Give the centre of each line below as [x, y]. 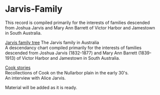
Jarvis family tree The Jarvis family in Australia [52, 42]
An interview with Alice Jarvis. [35, 78]
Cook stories [18, 68]
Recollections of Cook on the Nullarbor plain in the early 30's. [67, 72]
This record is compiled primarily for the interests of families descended [78, 23]
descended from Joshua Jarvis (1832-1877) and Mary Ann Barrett [71, 53]
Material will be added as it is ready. [41, 87]
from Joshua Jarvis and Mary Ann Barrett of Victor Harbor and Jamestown [80, 27]
